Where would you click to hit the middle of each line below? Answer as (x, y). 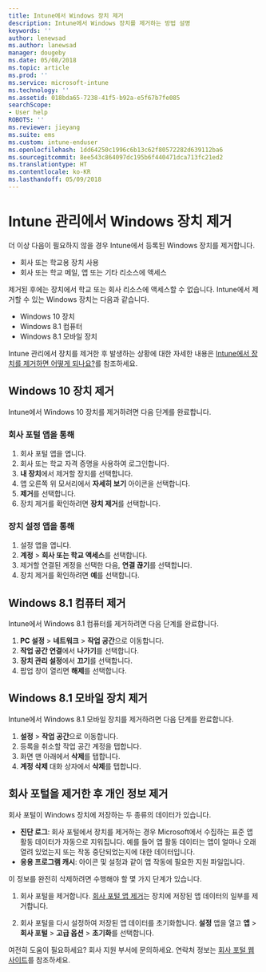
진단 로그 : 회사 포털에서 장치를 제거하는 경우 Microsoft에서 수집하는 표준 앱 (136, 831)
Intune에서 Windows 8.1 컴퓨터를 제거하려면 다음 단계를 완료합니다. (114, 624)
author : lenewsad (37, 38)
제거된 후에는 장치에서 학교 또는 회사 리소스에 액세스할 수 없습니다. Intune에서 (129, 289)
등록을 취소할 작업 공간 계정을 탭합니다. (81, 746)
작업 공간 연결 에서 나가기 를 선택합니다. (79, 651)
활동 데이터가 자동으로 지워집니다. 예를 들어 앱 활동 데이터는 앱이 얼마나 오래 (138, 841)
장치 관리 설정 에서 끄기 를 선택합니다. (76, 661)
